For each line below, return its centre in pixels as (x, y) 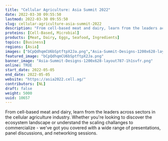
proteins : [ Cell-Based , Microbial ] (42, 33)
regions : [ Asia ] (22, 47)
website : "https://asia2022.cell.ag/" (45, 79)
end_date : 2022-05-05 (28, 75)
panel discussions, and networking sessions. (51, 133)
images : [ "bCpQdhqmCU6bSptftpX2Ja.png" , (48, 51)
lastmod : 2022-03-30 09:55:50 (37, 19)
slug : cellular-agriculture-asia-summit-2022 (53, 24)
